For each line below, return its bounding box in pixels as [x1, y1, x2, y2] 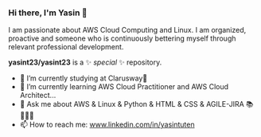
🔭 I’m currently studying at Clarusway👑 [19, 73, 148, 83]
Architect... [19, 91, 56, 100]
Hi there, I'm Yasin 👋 [8, 7, 88, 18]
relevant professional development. [8, 42, 124, 52]
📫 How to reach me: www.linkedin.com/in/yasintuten [19, 119, 195, 130]
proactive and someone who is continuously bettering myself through [8, 33, 236, 43]
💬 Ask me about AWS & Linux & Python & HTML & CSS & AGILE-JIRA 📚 [19, 100, 254, 109]
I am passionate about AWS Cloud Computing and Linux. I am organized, [8, 25, 247, 35]
